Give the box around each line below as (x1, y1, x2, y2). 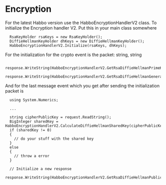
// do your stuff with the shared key (14, 136, 94, 141)
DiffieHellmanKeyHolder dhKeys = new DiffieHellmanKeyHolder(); (9, 38, 145, 44)
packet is (5, 88, 24, 94)
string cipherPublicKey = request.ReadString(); (9, 115, 112, 120)
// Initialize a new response (9, 166, 72, 171)
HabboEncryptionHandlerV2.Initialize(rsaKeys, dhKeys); (9, 43, 127, 48)
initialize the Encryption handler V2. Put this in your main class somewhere (5, 25, 157, 31)
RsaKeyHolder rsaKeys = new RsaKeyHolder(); (9, 34, 103, 39)
